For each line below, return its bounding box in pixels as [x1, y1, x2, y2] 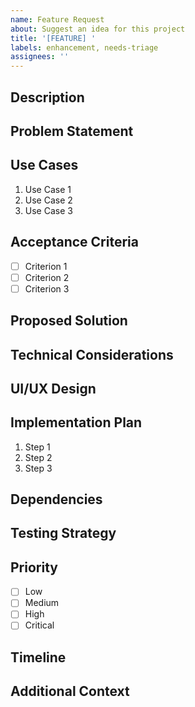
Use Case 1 [24, 183, 72, 195]
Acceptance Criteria [10, 234, 139, 251]
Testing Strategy [10, 525, 117, 542]
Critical [24, 619, 55, 631]
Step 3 [24, 462, 53, 474]
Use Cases [10, 157, 79, 174]
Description [10, 89, 85, 106]
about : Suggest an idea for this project [10, 24, 186, 34]
